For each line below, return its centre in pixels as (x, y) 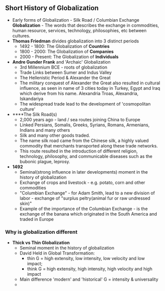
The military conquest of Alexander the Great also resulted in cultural (90, 83)
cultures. (21, 36)
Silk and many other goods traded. (55, 135)
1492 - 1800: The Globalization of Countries (64, 46)
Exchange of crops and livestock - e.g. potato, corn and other (82, 182)
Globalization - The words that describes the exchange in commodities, (85, 25)
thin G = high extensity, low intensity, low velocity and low (86, 258)
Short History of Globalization (52, 8)
